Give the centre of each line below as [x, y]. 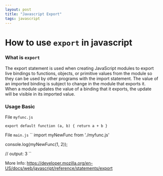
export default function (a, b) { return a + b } [56, 126]
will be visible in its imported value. [40, 94]
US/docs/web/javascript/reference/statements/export [59, 168]
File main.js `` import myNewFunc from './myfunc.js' [57, 135]
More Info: [15, 163]
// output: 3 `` [18, 154]
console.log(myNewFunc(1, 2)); [36, 144]
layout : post [18, 9]
